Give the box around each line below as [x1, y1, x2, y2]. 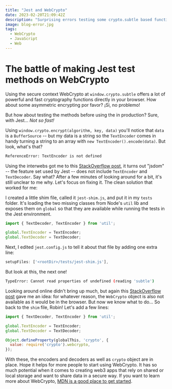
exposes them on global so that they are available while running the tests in [5, 205, 165, 211]
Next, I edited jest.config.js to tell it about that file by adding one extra [5, 244, 158, 250]
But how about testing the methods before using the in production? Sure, [5, 111, 159, 118]
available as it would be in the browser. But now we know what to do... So [5, 299, 160, 305]
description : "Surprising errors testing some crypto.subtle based [5, 17, 153, 22]
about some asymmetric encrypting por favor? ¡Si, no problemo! [5, 102, 140, 108]
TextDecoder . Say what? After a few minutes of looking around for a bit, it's [5, 173, 162, 180]
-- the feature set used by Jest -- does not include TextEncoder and [5, 168, 147, 174]
